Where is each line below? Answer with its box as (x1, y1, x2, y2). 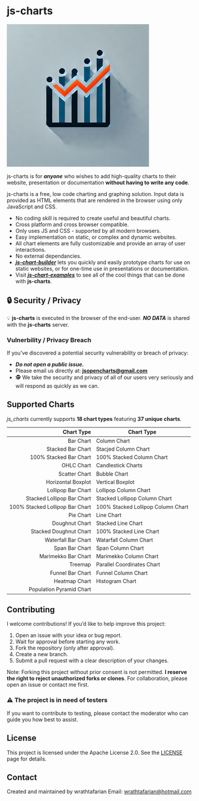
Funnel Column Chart (96, 569, 148, 577)
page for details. (7, 755, 47, 762)
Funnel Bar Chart (50, 569, 91, 577)
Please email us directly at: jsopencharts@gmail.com (15, 367, 147, 375)
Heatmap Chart (53, 577, 91, 584)
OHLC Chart (62, 462, 91, 469)
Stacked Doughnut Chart (31, 528, 91, 535)
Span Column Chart (96, 544, 144, 552)
